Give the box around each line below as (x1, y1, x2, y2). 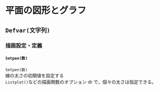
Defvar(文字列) (5, 27, 50, 34)
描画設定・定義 (5, 42, 43, 49)
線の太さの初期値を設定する (5, 72, 64, 78)
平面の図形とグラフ (5, 5, 87, 16)
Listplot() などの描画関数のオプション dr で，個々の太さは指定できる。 (5, 79, 156, 85)
